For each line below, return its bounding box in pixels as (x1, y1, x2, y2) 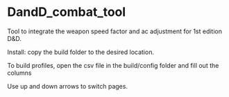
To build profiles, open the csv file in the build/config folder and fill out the (7, 61, 219, 69)
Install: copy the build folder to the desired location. (7, 48, 155, 56)
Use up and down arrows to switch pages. (7, 82, 128, 90)
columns (7, 69, 32, 77)
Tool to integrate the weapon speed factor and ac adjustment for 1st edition (7, 27, 222, 35)
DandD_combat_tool (7, 4, 126, 20)
